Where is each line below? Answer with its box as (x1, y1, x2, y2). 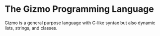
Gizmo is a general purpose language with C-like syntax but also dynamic (4, 20, 156, 26)
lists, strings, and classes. (4, 25, 58, 31)
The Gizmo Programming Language (4, 3, 155, 15)
